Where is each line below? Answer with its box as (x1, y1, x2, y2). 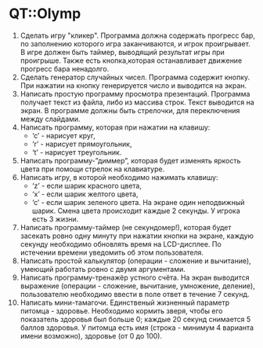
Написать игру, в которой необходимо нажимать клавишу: (20, 172, 218, 181)
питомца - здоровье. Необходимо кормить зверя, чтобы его (20, 306, 223, 315)
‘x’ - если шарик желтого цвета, (31, 189, 139, 199)
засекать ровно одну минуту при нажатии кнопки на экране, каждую (20, 231, 254, 240)
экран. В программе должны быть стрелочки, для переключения (20, 105, 240, 115)
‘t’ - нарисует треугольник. (31, 147, 122, 157)
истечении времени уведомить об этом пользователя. (20, 247, 204, 257)
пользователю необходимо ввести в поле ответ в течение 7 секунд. (20, 289, 250, 299)
